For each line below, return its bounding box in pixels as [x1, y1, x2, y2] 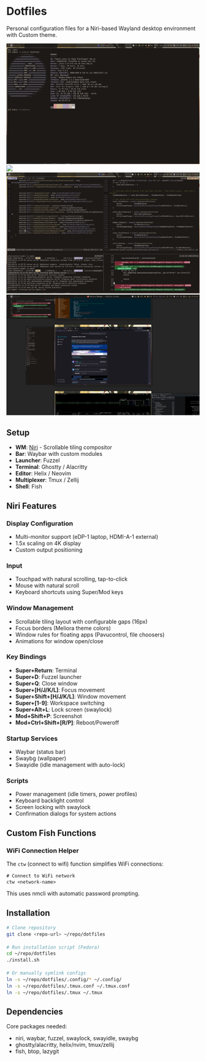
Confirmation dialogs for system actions [15, 810, 116, 818]
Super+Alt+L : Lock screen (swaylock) [15, 705, 112, 713]
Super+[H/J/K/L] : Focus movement [15, 686, 105, 694]
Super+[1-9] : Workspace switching [15, 699, 105, 707]
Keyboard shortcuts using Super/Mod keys [15, 589, 124, 596]
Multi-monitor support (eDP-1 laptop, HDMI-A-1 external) [15, 533, 158, 540]
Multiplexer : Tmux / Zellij [15, 476, 79, 484]
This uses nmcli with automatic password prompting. [6, 890, 140, 898]
